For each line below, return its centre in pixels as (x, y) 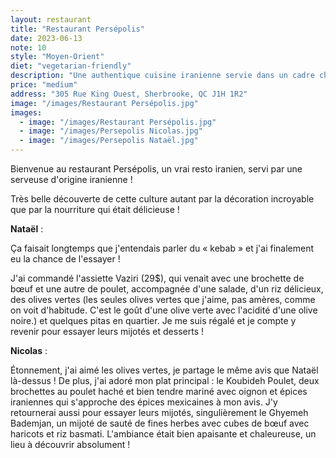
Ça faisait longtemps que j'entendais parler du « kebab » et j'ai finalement (162, 248)
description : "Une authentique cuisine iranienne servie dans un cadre (162, 76)
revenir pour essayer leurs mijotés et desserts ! (107, 331)
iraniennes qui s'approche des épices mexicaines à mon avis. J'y (144, 402)
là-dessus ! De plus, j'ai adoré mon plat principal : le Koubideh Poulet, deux (165, 380)
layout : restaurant (51, 19)
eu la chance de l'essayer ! (65, 259)
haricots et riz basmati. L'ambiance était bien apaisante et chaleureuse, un (163, 434)
